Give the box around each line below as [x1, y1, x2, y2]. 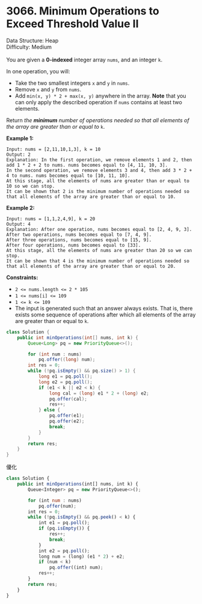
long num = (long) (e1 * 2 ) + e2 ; [38, 553, 125, 559]
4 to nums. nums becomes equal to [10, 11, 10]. [6, 173, 130, 179]
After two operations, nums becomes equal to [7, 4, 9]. [6, 232, 152, 238]
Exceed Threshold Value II [6, 17, 139, 31]
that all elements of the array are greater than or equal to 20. [6, 263, 176, 269]
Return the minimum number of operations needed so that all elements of [6, 116, 189, 124]
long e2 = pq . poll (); [38, 379, 93, 385]
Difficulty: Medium [6, 43, 52, 51]
